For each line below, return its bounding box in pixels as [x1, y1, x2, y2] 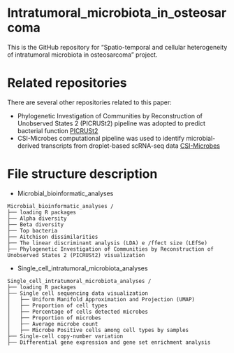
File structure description [7, 166, 158, 182]
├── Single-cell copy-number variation [7, 333, 124, 340]
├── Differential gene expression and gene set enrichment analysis [7, 338, 211, 346]
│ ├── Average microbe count [7, 320, 98, 327]
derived [17, 141, 40, 150]
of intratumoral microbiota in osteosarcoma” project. [7, 50, 158, 59]
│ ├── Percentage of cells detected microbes [7, 308, 149, 315]
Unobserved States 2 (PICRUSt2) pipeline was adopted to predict [17, 119, 206, 127]
